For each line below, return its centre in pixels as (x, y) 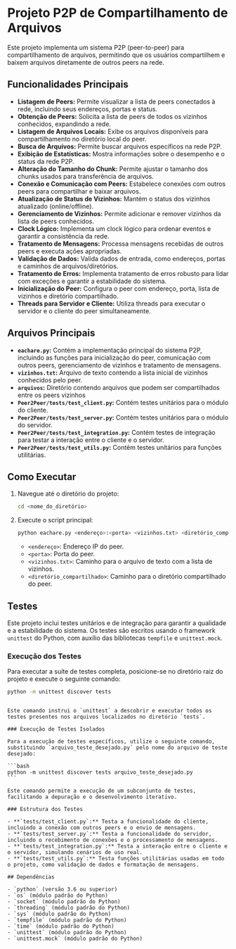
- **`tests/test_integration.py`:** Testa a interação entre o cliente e (118, 846)
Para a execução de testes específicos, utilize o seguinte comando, (111, 742)
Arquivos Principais (51, 333)
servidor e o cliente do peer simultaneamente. (84, 310)
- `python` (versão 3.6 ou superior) (63, 890)
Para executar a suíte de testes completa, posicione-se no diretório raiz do (115, 672)
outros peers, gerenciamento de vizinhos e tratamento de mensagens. (119, 365)
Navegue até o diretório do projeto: (68, 494)
